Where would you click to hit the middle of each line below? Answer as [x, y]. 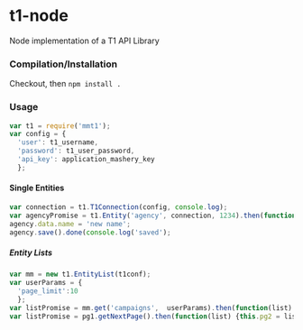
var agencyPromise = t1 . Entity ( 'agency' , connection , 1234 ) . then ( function [153, 215]
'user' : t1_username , [58, 142]
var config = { [38, 134]
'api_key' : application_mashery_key [86, 160]
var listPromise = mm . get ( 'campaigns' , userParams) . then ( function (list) [151, 307]
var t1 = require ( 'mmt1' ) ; [60, 126]
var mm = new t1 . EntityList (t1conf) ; [80, 275]
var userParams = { [46, 283]
